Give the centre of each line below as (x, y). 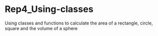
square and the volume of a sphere (41, 28)
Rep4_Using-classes (49, 9)
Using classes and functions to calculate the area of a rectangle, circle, (79, 23)
